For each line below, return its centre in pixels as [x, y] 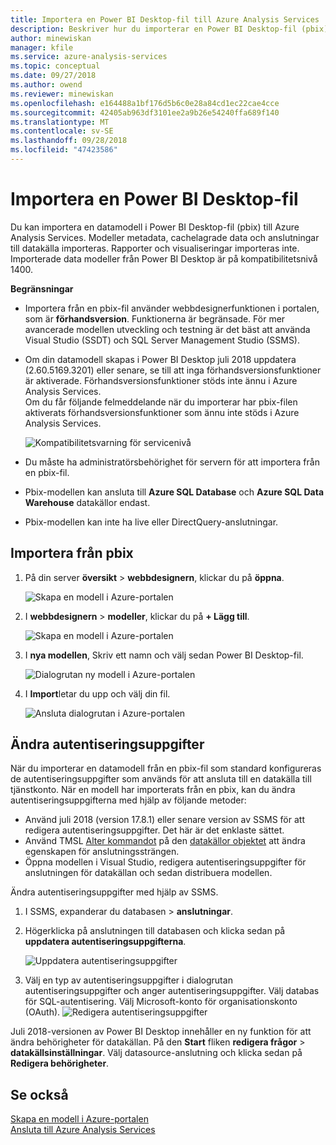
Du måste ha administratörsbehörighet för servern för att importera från [172, 462]
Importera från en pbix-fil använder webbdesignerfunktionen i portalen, [172, 308]
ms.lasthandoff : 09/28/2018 [69, 141]
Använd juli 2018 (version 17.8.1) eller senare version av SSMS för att [164, 820]
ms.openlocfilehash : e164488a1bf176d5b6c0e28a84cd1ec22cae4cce [145, 103]
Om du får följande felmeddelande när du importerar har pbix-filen [161, 402]
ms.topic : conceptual [55, 66]
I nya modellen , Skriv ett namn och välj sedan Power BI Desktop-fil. [164, 655]
